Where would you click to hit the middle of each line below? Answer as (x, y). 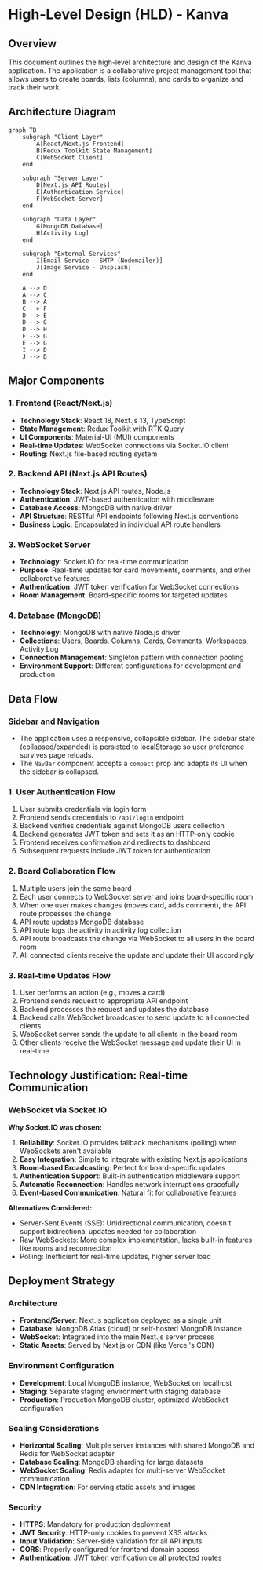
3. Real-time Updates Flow (60, 975)
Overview (33, 44)
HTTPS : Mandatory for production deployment (95, 1524)
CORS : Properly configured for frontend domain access (110, 1550)
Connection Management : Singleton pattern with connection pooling (132, 658)
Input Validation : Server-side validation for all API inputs (111, 1541)
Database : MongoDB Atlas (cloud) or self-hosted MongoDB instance (130, 1329)
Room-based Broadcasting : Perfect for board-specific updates (122, 1167)
